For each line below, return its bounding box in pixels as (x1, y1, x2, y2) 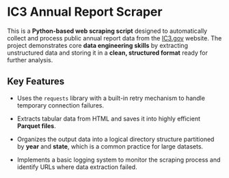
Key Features (7, 76, 65, 88)
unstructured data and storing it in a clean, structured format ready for (7, 49, 208, 57)
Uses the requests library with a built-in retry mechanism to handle (16, 94, 205, 102)
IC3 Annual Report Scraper (7, 4, 163, 20)
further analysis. (7, 55, 53, 64)
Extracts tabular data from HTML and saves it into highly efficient (16, 114, 200, 123)
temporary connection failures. (16, 101, 105, 110)
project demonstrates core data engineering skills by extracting (7, 41, 188, 49)
